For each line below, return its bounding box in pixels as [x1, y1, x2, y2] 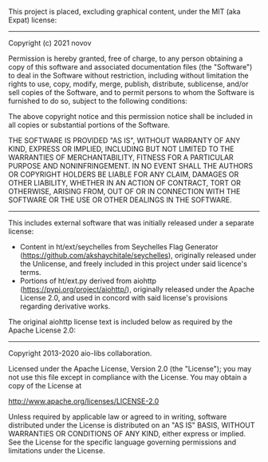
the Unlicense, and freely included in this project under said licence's [19, 259, 247, 269]
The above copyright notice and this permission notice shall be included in [8, 112, 253, 121]
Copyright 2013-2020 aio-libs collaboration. [8, 348, 152, 358]
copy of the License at [8, 381, 82, 390]
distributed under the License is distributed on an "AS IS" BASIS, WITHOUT [8, 420, 255, 430]
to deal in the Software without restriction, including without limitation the [8, 71, 249, 80]
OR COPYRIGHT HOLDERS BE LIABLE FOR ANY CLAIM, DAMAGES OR [8, 169, 239, 179]
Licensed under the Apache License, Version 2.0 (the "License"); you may [8, 364, 252, 373]
